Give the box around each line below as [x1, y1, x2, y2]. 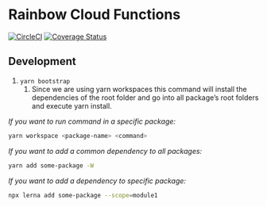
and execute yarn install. [31, 101, 113, 110]
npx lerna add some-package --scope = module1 [8, 191, 158, 199]
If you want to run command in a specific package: [8, 117, 176, 126]
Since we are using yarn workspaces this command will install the [31, 84, 248, 94]
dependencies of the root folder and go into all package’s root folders [31, 93, 259, 102]
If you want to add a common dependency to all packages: [8, 146, 203, 155]
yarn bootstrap [19, 77, 71, 85]
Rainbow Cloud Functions [8, 6, 181, 24]
